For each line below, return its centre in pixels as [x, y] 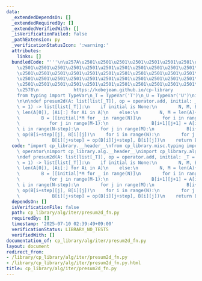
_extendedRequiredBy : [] [43, 23]
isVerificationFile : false [45, 207]
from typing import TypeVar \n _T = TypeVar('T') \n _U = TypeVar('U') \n [106, 95]
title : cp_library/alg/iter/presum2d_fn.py [62, 269]
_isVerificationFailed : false [49, 34]
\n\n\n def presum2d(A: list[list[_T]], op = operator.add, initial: [105, 101]
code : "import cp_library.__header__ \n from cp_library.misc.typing [98, 146]
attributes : [27, 51]
